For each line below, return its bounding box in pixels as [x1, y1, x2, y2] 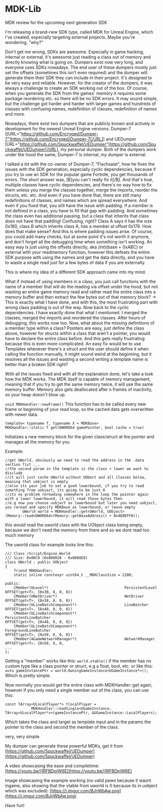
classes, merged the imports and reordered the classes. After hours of [5, 315, 146, 321]
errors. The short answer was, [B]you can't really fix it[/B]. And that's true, [5, 177, 154, 183]
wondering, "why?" [5, 39, 44, 45]
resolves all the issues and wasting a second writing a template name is [5, 356, 148, 362]
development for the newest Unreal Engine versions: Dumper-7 [5, 125, 131, 131]
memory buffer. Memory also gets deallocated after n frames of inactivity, [5, 386, 153, 392]
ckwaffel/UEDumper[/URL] [5, 146, 59, 152]
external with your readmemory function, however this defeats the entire [5, 249, 150, 255]
